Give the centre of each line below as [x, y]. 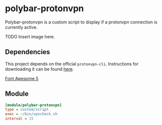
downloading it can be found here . [39, 69]
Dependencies [27, 52]
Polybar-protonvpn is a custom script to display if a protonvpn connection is [81, 22]
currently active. [21, 27]
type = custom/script [27, 110]
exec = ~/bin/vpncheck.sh [31, 114]
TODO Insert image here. [30, 37]
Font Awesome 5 [22, 78]
